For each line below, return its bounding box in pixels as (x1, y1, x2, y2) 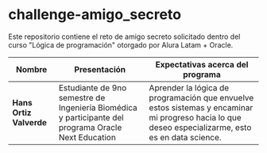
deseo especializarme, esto (149, 121, 252, 132)
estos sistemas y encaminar (149, 101, 253, 113)
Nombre (15, 63, 48, 75)
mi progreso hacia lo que (149, 112, 242, 123)
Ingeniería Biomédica (58, 101, 137, 113)
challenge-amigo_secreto (8, 6, 181, 24)
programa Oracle (58, 121, 122, 132)
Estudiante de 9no (58, 82, 127, 93)
